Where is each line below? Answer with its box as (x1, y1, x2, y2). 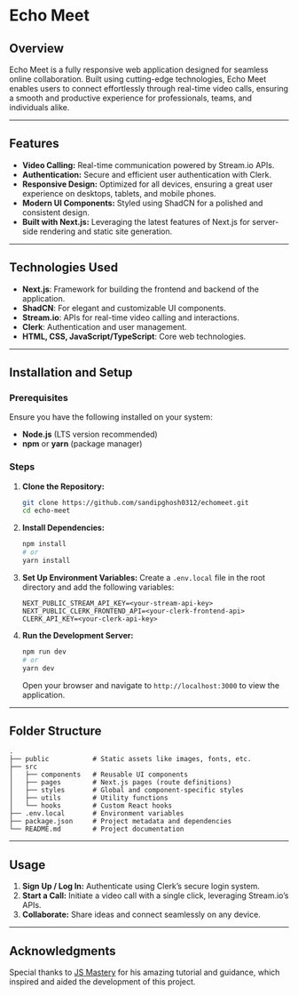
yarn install (21, 557, 71, 566)
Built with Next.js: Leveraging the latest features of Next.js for (21, 216, 251, 227)
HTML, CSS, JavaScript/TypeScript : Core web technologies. (21, 331, 247, 341)
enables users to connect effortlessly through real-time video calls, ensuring (9, 84, 289, 93)
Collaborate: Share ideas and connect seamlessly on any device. (21, 909, 262, 920)
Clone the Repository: (21, 481, 105, 492)
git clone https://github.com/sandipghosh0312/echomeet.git (21, 498, 249, 507)
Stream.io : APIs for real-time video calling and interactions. (21, 312, 239, 323)
